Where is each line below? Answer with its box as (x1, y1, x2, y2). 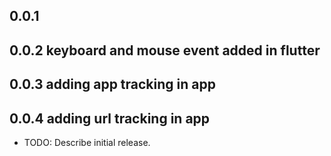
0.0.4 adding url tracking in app (9, 110, 211, 127)
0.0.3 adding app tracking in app (9, 76, 216, 93)
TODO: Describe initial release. (23, 136, 151, 148)
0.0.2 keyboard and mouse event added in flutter (9, 42, 321, 59)
